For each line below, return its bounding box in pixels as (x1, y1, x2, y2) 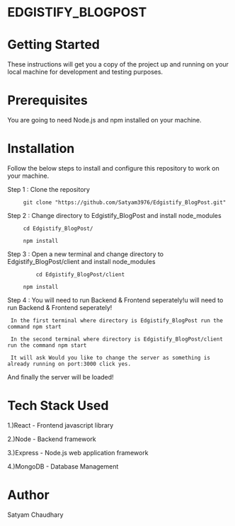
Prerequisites (7, 93, 88, 108)
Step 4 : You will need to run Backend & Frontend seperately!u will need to (7, 296, 224, 304)
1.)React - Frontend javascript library (7, 421, 114, 429)
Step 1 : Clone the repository (7, 185, 91, 193)
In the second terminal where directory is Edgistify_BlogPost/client (10, 336, 223, 343)
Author (7, 487, 50, 503)
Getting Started (7, 37, 101, 53)
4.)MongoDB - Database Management (7, 462, 119, 471)
